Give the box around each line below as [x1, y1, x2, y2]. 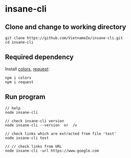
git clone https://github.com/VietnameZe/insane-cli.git [5, 35, 123, 40]
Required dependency [5, 53, 74, 61]
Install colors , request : [5, 66, 50, 71]
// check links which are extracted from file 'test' [5, 131, 117, 136]
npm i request [5, 79, 34, 85]
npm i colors [5, 75, 32, 80]
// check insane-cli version [5, 118, 64, 123]
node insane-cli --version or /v [5, 123, 77, 127]
